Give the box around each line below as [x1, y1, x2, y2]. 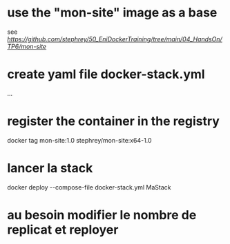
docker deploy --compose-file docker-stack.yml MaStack [7, 183, 171, 191]
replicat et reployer [7, 222, 119, 237]
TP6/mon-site [7, 42, 47, 50]
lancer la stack [7, 161, 93, 176]
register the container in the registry [7, 114, 220, 129]
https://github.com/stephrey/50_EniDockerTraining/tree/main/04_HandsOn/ [7, 34, 222, 43]
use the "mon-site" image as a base [7, 5, 218, 21]
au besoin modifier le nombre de [7, 207, 197, 223]
